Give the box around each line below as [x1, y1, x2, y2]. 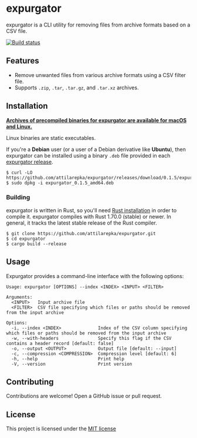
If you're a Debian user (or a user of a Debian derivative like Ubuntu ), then [6, 146, 186, 153]
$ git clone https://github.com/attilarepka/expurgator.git [6, 230, 157, 236]
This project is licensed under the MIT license [6, 425, 116, 432]
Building [6, 193, 30, 202]
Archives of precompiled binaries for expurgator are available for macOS [6, 116, 187, 123]
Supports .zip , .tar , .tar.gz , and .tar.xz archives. [14, 84, 139, 91]
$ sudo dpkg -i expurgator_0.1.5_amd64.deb [6, 180, 114, 186]
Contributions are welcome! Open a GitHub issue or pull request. [6, 393, 162, 400]
